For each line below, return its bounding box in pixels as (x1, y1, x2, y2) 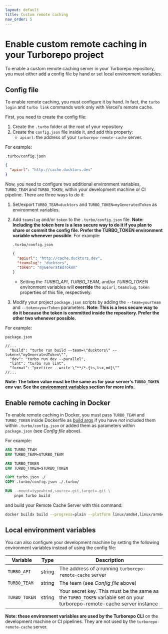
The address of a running (59, 565, 118, 572)
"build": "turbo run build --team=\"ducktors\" (9, 348, 111, 353)
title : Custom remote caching (5, 12, 68, 17)
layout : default (5, 7, 39, 13)
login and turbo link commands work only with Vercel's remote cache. (5, 104, 153, 111)
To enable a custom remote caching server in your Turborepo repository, (5, 66, 155, 72)
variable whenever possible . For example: (12, 232, 101, 239)
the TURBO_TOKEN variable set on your (59, 594, 144, 601)
